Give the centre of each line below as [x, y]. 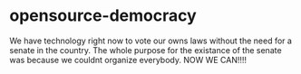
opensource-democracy [103, 16]
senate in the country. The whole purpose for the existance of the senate [146, 50]
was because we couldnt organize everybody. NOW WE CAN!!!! [128, 60]
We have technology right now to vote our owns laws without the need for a [151, 41]
